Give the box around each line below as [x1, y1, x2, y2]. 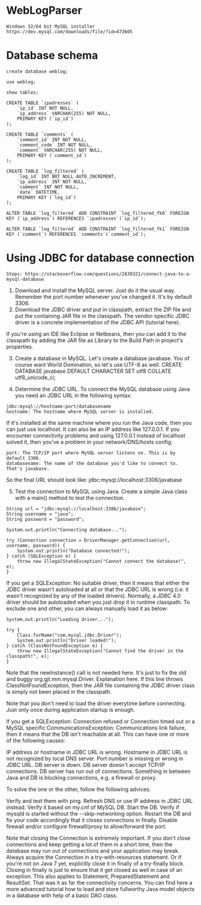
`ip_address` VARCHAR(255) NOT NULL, [17, 110, 112, 116]
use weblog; [6, 79, 36, 85]
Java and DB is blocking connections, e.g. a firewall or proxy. [6, 774, 157, 781]
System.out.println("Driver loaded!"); [17, 637, 117, 643]
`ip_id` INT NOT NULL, [17, 105, 74, 111]
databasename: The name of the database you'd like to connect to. [6, 460, 179, 466]
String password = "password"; [6, 516, 85, 522]
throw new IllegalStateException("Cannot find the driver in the [17, 648, 184, 654]
